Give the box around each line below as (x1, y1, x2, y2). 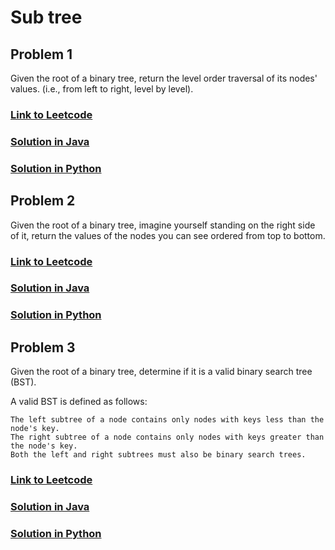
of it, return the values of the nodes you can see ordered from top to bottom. (10, 229, 326, 241)
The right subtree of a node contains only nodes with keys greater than (10, 432, 325, 443)
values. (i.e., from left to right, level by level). (10, 83, 194, 95)
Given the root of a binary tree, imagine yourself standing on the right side (10, 219, 316, 231)
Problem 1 (10, 46, 73, 63)
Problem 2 (10, 192, 76, 210)
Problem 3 (10, 339, 76, 356)
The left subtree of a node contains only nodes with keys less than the (10, 415, 325, 425)
